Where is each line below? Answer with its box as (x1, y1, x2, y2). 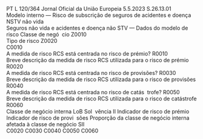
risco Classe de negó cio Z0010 (6, 31, 87, 38)
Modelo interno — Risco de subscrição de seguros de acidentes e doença (6, 11, 191, 19)
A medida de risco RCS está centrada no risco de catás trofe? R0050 (6, 89, 180, 95)
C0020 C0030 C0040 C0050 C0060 (6, 127, 99, 134)
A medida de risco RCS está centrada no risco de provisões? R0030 (6, 69, 176, 76)
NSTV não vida (6, 18, 44, 25)
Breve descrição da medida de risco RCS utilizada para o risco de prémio (6, 57, 189, 63)
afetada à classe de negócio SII (6, 121, 85, 128)
